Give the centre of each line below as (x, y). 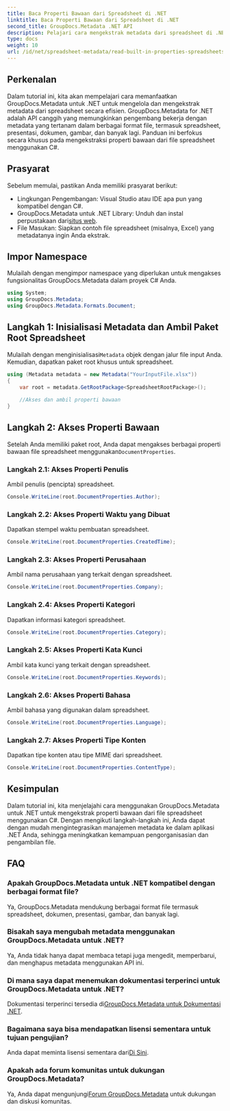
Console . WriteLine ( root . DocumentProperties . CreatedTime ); (91, 542)
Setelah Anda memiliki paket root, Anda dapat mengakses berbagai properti (114, 444)
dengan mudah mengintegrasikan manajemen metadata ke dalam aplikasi (111, 827)
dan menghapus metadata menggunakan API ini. (76, 963)
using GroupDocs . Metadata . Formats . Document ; (72, 306)
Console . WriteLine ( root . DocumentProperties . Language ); (87, 722)
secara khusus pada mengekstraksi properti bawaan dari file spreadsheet (111, 140)
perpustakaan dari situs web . (57, 220)
